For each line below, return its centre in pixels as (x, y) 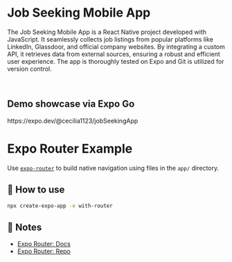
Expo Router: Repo (44, 252)
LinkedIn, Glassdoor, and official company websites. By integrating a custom (116, 46)
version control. (29, 69)
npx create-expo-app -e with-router (60, 206)
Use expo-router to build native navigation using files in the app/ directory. (113, 168)
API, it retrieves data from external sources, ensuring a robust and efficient (114, 54)
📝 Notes (25, 227)
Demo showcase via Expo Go (71, 104)
